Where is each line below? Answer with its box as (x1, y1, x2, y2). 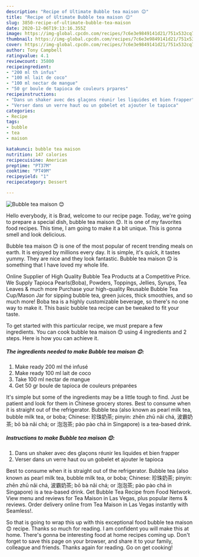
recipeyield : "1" (6, 174, 49, 180)
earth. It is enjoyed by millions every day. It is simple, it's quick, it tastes (6, 248, 181, 255)
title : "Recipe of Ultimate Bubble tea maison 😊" (6, 14, 133, 20)
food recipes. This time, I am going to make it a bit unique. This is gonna (6, 225, 182, 232)
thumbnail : (6, 36, 33, 42)
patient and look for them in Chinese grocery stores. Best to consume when (6, 399, 191, 406)
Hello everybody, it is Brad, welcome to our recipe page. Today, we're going (6, 212, 191, 219)
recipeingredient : (6, 63, 52, 70)
